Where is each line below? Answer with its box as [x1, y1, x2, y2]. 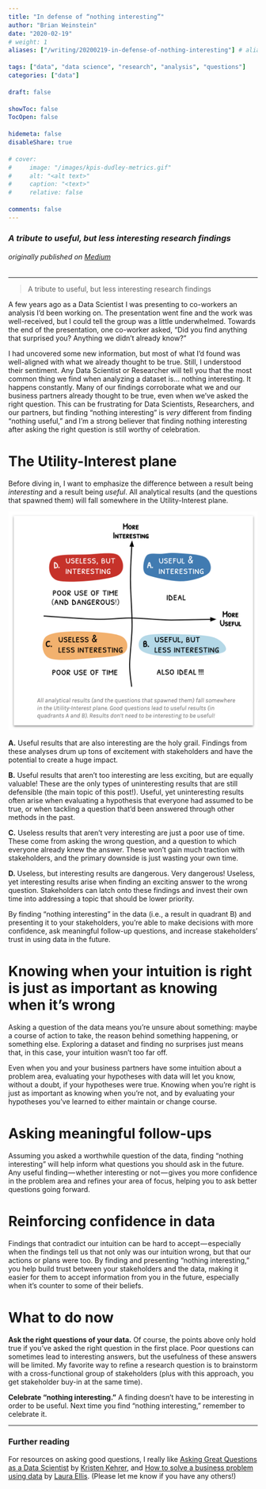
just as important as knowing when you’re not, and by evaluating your [8, 1088, 235, 1098]
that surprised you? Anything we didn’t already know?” [8, 333, 188, 343]
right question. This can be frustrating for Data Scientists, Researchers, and [8, 399, 255, 409]
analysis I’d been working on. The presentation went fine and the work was [8, 308, 253, 317]
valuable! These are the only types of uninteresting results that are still [8, 779, 238, 788]
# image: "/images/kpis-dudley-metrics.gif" [8, 164, 172, 171]
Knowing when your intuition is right [8, 963, 253, 980]
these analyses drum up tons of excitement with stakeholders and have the [8, 746, 253, 756]
